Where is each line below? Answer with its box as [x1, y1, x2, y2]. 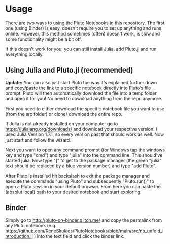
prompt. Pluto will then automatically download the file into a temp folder [5, 90, 157, 96]
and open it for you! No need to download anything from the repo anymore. [5, 95, 162, 101]
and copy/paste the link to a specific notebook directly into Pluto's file [5, 85, 151, 91]
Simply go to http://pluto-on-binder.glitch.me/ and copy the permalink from [5, 217, 162, 223]
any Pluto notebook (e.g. [5, 222, 57, 228]
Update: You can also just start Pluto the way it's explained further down [5, 79, 157, 85]
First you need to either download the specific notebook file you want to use [5, 105, 165, 112]
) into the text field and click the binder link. [33, 233, 125, 239]
